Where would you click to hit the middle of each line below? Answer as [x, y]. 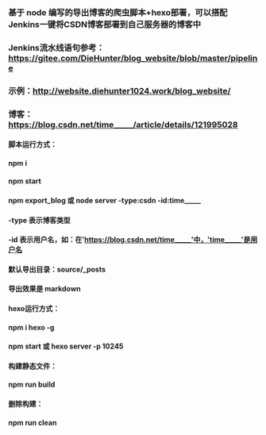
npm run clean [33, 422]
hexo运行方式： [34, 309]
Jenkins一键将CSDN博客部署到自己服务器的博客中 [104, 24]
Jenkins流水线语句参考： [56, 48]
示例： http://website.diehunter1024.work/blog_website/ [120, 90]
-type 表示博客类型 [39, 220]
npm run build [32, 385]
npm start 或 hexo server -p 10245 [66, 346]
